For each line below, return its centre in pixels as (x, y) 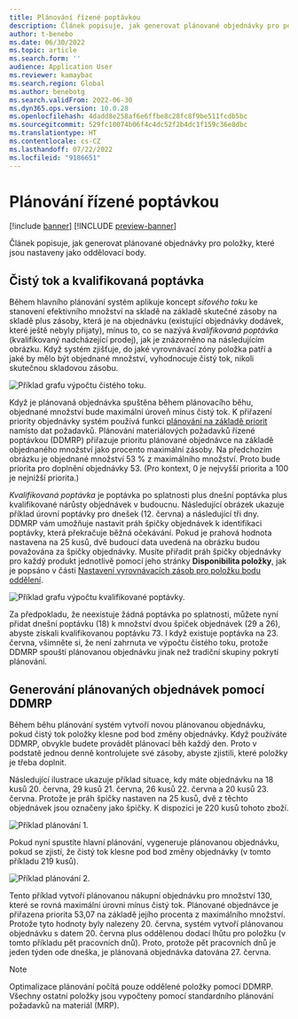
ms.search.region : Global (57, 83)
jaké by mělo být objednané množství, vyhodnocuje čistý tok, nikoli (132, 359)
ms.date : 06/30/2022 (47, 42)
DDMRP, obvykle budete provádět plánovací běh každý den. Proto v (133, 744)
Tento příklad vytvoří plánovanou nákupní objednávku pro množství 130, (141, 896)
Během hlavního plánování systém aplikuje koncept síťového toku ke (134, 302)
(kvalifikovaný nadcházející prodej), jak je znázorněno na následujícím (137, 340)
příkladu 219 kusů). (44, 861)
